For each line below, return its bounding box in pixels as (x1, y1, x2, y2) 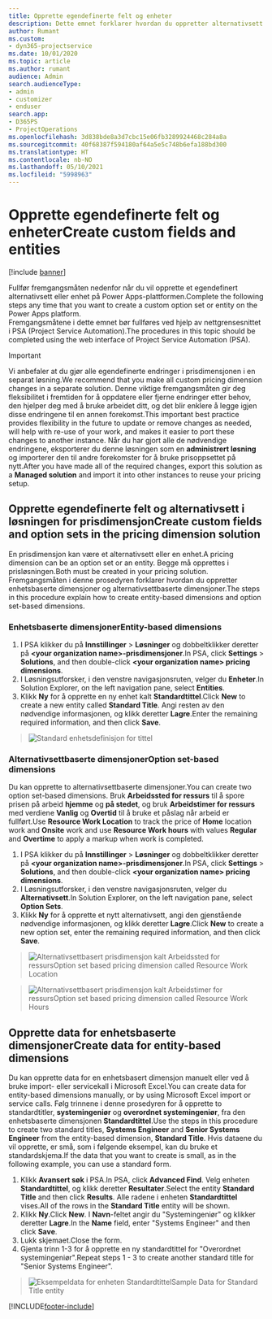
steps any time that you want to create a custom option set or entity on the (8, 300, 258, 310)
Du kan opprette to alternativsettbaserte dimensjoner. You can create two (8, 782, 252, 792)
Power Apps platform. (8, 308, 81, 318)
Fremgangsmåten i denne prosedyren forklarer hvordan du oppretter (8, 575, 238, 585)
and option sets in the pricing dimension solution (8, 528, 261, 542)
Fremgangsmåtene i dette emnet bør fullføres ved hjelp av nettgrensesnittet (8, 317, 261, 327)
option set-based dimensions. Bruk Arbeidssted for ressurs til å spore (8, 790, 245, 801)
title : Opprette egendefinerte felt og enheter (8, 11, 173, 20)
